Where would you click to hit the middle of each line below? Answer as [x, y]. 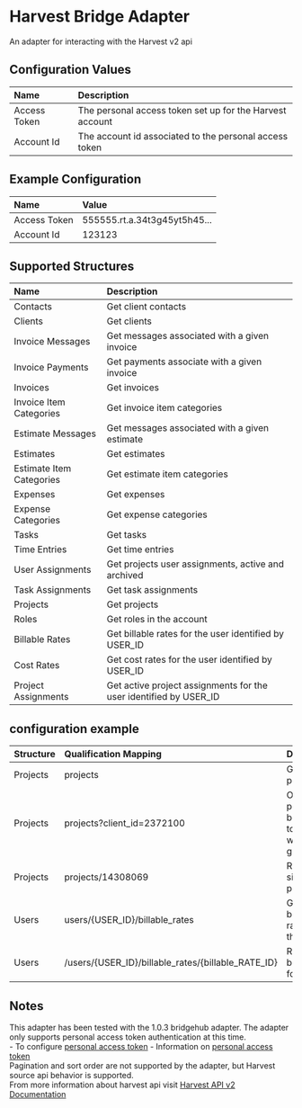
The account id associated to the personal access [183, 136]
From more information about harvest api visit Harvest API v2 [122, 1085]
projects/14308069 [107, 877]
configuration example [74, 729]
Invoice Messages [52, 342]
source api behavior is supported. [72, 1075]
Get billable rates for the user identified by [195, 634]
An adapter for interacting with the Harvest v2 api [101, 41]
